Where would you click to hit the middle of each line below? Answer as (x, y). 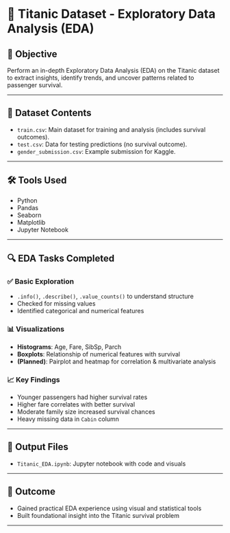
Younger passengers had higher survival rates (82, 397)
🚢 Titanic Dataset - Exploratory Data (111, 14)
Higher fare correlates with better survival (76, 404)
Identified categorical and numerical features (80, 311)
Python (27, 200)
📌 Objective (32, 54)
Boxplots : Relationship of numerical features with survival (98, 354)
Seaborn (29, 215)
